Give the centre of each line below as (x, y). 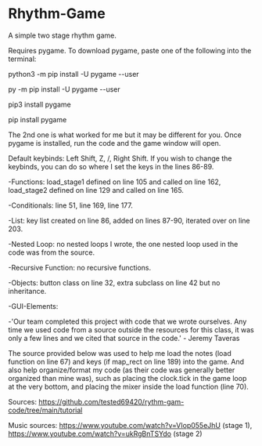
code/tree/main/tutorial (45, 410)
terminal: (22, 59)
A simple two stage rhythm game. (63, 35)
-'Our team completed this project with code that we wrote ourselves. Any (127, 321)
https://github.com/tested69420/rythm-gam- (111, 401)
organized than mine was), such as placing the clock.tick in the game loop (127, 378)
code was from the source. (52, 252)
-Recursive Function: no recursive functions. (79, 267)
